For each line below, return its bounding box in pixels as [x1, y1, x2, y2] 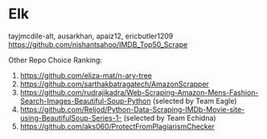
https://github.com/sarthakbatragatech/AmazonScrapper [19, 79, 209, 89]
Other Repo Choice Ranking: [8, 55, 103, 65]
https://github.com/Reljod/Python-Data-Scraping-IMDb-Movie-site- [19, 105, 245, 114]
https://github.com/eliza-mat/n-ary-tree [19, 70, 153, 80]
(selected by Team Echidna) [123, 113, 216, 122]
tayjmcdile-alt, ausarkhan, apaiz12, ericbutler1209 [8, 31, 174, 41]
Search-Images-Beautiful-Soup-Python [19, 96, 151, 105]
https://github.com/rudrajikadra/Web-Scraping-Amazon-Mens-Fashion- [19, 87, 259, 97]
